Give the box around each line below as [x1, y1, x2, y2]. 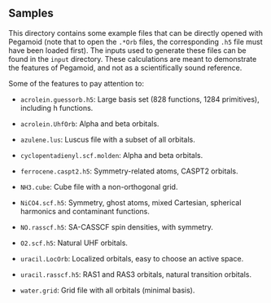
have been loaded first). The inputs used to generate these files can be [8, 45, 247, 55]
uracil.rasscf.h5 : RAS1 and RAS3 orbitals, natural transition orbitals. [20, 269, 252, 279]
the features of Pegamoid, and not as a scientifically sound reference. [8, 63, 243, 72]
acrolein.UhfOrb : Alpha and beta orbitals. [20, 118, 160, 129]
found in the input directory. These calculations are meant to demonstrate [8, 54, 257, 64]
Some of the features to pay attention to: [8, 78, 145, 88]
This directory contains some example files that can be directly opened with [8, 28, 263, 37]
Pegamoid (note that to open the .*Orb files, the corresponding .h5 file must [8, 37, 263, 46]
